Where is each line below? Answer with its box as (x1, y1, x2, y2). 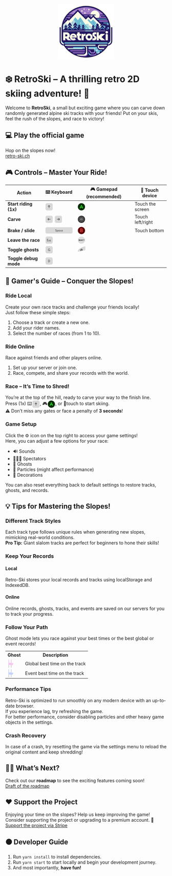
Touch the (135, 201, 156, 207)
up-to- (152, 697, 166, 703)
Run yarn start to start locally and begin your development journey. (12, 859, 157, 865)
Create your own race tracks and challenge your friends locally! (5, 304, 140, 310)
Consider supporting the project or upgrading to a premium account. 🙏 (5, 817, 155, 823)
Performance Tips (5, 686, 51, 693)
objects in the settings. (5, 719, 54, 725)
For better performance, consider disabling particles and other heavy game (5, 714, 164, 720)
